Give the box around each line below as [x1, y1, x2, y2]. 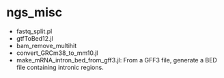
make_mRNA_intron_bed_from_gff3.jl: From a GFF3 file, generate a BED [16, 56, 218, 64]
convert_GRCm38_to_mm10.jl [16, 49, 98, 57]
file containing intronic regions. [16, 63, 104, 71]
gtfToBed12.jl [16, 34, 54, 42]
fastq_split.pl [16, 27, 53, 35]
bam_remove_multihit [16, 41, 77, 50]
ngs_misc [6, 5, 63, 20]
